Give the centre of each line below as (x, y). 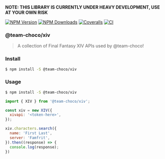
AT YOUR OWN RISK (27, 12)
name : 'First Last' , (31, 133)
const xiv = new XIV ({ (29, 110)
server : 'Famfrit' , (30, 138)
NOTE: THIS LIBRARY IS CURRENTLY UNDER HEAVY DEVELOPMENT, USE (83, 7)
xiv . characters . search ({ (31, 129)
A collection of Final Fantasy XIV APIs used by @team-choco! (81, 46)
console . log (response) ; (34, 147)
